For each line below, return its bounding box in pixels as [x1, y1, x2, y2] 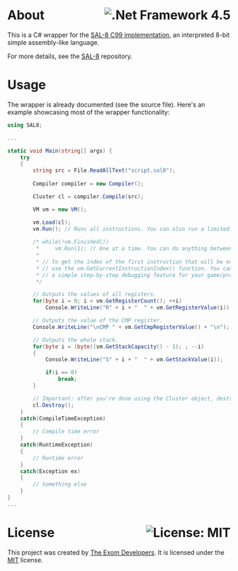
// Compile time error [33, 428, 100, 435]
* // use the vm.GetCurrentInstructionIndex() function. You [35, 265, 220, 272]
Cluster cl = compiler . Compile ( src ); [33, 192, 144, 200]
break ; [57, 376, 78, 383]
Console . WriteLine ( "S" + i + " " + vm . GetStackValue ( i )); [45, 356, 224, 364]
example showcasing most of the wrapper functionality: [7, 107, 170, 116]
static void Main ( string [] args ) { [7, 147, 113, 154]
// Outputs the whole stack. [33, 336, 119, 344]
